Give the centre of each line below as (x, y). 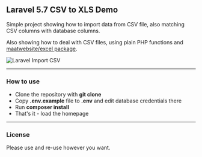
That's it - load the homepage (52, 114)
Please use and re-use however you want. (58, 148)
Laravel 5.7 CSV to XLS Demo (62, 10)
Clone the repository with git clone (58, 95)
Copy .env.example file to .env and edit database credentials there (98, 101)
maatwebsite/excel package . (42, 49)
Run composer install (42, 107)
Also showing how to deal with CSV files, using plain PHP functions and (95, 42)
